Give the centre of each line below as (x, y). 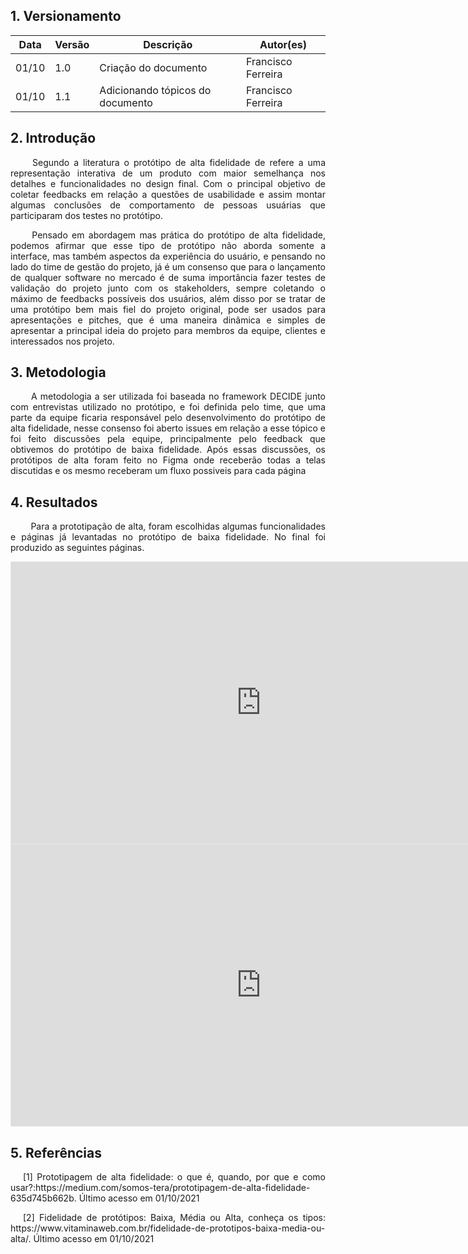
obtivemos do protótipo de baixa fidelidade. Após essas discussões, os (168, 450)
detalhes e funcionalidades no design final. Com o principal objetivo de (168, 183)
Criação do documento (153, 67)
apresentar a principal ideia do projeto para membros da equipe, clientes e (168, 330)
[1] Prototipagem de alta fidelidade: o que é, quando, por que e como (174, 1177)
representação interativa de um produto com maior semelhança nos (168, 173)
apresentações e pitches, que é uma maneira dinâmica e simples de (168, 320)
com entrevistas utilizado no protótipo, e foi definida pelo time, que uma (168, 407)
